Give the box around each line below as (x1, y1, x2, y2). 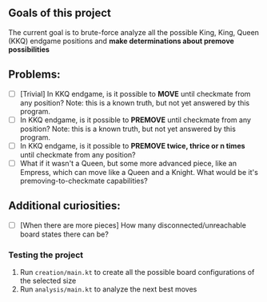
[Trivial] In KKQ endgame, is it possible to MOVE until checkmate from (19, 89, 251, 98)
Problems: (8, 68, 61, 81)
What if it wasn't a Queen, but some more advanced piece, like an (19, 158, 237, 168)
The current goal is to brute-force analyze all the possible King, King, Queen (8, 27, 260, 37)
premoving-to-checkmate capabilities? (19, 176, 148, 185)
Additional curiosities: (8, 199, 122, 213)
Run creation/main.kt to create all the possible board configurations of (19, 268, 255, 277)
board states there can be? (19, 229, 110, 239)
